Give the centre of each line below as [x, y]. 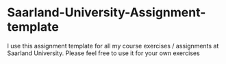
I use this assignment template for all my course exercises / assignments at [113, 46]
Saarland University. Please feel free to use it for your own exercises [103, 53]
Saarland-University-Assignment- [106, 13]
